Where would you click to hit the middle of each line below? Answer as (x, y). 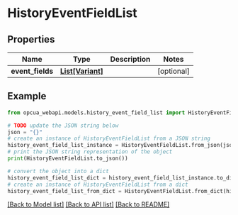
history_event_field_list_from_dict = (64, 191)
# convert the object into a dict (58, 171)
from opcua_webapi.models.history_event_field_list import (96, 112)
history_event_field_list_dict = (57, 178)
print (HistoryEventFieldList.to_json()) (68, 159)
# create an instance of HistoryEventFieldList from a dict (98, 184)
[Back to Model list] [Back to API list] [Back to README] (89, 204)
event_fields (32, 71)
